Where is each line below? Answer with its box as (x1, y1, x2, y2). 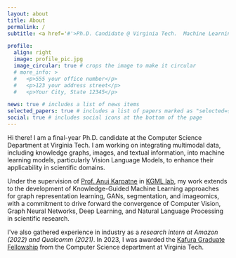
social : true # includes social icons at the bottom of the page (7, 114, 202, 122)
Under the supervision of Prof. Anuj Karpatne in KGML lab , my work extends (7, 176, 228, 185)
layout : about (7, 10, 49, 18)
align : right (13, 49, 52, 56)
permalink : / (7, 23, 46, 30)
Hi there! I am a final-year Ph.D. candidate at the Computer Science (7, 133, 202, 141)
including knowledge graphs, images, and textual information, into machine (7, 148, 225, 157)
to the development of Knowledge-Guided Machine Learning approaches (7, 184, 219, 193)
